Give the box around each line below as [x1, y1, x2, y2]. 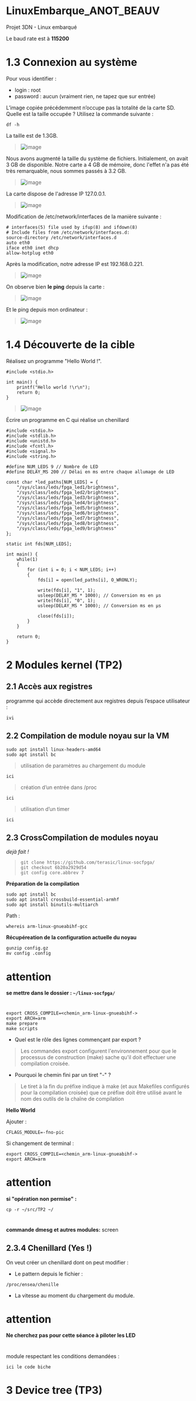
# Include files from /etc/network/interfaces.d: [6, 229, 130, 235]
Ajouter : [6, 1118, 27, 1125]
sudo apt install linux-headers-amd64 [6, 746, 101, 753]
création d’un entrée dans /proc [20, 784, 97, 791]
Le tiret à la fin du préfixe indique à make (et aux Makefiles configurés [20, 1083, 190, 1090]
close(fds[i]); [37, 613, 75, 619]
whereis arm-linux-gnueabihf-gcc [6, 924, 88, 930]
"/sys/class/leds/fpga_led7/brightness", [16, 515, 119, 521]
